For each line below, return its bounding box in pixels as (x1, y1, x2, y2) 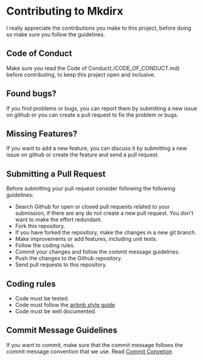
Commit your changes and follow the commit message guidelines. (15, 248, 181, 255)
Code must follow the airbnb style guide (15, 302, 115, 308)
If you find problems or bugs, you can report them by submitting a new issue (6, 104, 198, 112)
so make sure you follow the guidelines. (6, 30, 105, 38)
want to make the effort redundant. (15, 216, 102, 223)
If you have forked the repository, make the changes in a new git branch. (15, 229, 197, 236)
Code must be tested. (15, 295, 70, 302)
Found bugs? (6, 89, 57, 99)
